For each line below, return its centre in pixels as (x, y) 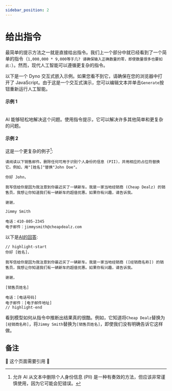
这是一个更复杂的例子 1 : (29, 150)
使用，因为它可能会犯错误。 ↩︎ (49, 383)
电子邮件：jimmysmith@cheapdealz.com (44, 227)
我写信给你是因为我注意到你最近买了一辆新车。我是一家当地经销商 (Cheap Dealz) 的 (83, 187)
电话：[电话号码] (21, 297)
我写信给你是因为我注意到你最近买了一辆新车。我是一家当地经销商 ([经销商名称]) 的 (83, 262)
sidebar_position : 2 (27, 10)
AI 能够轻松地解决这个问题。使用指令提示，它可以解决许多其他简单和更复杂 (84, 119)
